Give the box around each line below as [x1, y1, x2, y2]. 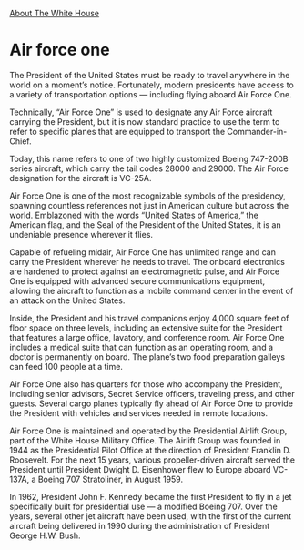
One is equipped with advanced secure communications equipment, [9, 275, 266, 286]
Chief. [9, 136, 32, 147]
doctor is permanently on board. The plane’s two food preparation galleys [9, 351, 285, 362]
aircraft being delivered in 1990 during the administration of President [9, 520, 270, 531]
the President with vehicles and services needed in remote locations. [9, 407, 269, 418]
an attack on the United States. [9, 295, 126, 306]
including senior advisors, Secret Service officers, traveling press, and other [9, 388, 296, 399]
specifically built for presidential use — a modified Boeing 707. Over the [9, 501, 278, 512]
